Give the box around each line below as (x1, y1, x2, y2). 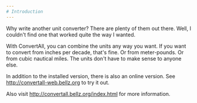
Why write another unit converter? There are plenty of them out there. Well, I (6, 25, 191, 32)
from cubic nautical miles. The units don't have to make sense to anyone (6, 55, 182, 62)
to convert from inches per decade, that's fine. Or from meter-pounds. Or (6, 48, 184, 56)
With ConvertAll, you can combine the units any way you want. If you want (6, 42, 186, 49)
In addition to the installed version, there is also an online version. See (6, 72, 175, 79)
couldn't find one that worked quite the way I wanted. (6, 31, 136, 38)
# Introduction (6, 8, 44, 15)
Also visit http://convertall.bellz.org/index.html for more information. (6, 90, 171, 97)
